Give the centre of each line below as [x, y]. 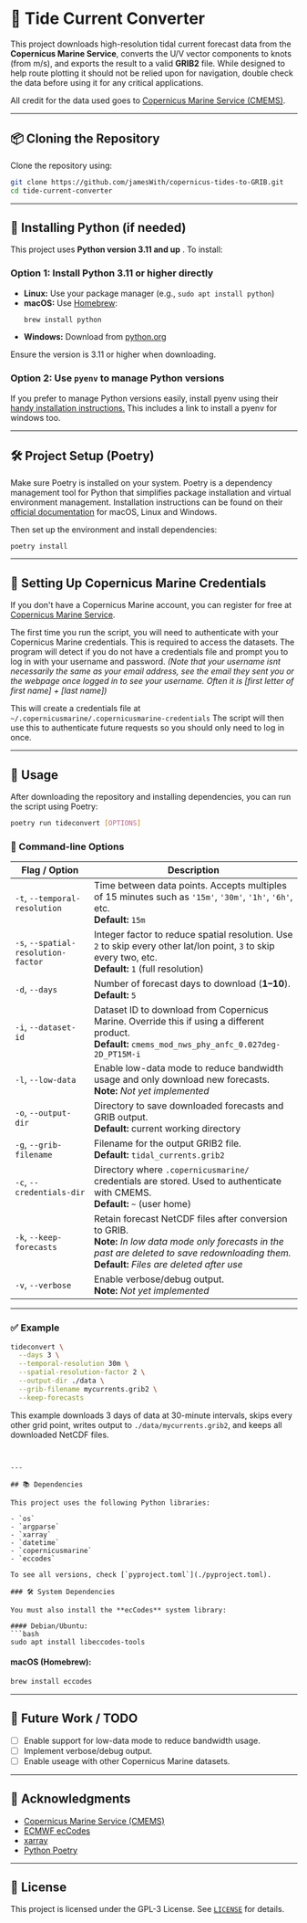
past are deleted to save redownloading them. [192, 1253]
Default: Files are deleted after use [168, 1265]
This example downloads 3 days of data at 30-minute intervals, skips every [151, 1415]
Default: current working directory [167, 1129]
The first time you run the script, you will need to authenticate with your [144, 633]
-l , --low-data [46, 1079]
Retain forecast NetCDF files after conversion [190, 1219]
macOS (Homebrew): [51, 1662]
